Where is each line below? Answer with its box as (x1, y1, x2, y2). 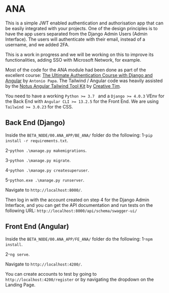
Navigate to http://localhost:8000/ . (5, 187, 82, 193)
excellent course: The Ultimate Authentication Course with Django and (5, 72, 153, 78)
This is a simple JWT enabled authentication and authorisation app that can (5, 20, 164, 26)
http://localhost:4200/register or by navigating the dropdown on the (5, 276, 154, 282)
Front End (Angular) (5, 222, 69, 231)
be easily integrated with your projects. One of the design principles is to (5, 25, 158, 31)
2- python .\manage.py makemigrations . (5, 147, 87, 153)
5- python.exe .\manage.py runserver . (5, 177, 84, 183)
